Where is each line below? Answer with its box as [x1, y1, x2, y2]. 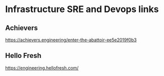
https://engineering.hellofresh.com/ [5, 64, 79, 71]
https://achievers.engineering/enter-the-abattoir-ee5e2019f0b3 [5, 37, 137, 43]
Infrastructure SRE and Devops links [5, 4, 159, 15]
